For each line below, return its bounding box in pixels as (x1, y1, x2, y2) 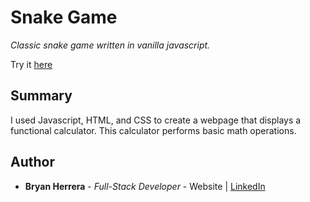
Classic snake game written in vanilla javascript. (10, 39, 211, 51)
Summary (10, 87, 73, 105)
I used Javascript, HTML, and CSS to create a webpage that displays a (10, 114, 302, 126)
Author (10, 154, 55, 171)
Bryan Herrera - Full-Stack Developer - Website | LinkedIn (24, 180, 266, 192)
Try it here (10, 58, 53, 70)
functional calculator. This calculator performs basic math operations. (10, 124, 297, 136)
